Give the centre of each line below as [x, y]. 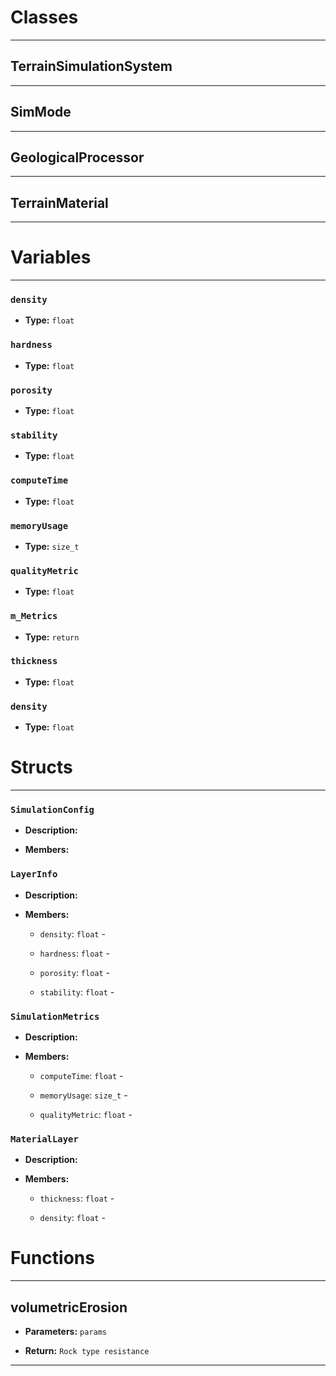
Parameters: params [66, 1331]
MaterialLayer [44, 1139]
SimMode [41, 112]
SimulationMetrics [55, 1016]
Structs [41, 767]
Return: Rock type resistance [87, 1350]
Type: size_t [52, 546]
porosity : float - [75, 972]
